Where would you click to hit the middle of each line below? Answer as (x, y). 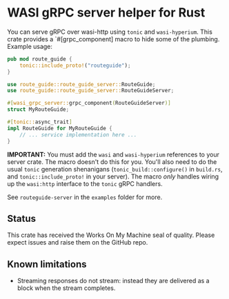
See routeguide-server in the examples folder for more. (85, 197)
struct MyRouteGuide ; (38, 110)
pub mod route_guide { (40, 59)
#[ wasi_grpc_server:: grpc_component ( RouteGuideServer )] (89, 103)
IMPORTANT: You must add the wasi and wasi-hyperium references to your (113, 154)
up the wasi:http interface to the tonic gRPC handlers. (85, 183)
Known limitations (47, 264)
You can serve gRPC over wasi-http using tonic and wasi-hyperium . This (110, 32)
